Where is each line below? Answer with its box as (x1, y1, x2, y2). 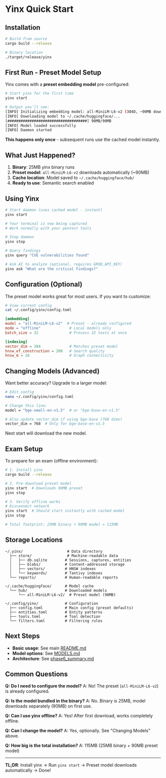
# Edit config (5, 389, 35, 395)
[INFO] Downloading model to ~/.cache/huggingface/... (5, 114, 121, 119)
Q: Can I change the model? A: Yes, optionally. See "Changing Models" (5, 728, 151, 734)
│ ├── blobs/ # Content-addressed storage (9, 562, 125, 567)
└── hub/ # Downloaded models (9, 588, 107, 593)
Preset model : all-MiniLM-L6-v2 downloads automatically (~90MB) (12, 170, 150, 176)
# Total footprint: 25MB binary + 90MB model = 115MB (5, 522, 119, 527)
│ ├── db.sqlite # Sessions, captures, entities (9, 557, 132, 563)
